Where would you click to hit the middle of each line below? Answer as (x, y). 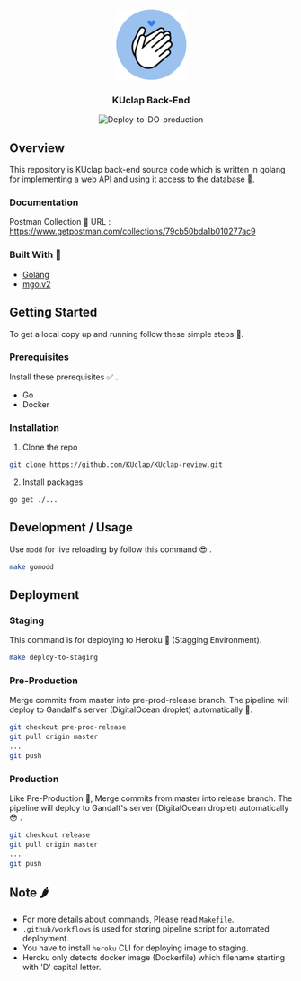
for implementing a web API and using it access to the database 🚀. (132, 179)
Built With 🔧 (35, 254)
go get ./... (34, 499)
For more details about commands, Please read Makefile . (128, 919)
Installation (35, 427)
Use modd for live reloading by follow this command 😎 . (111, 549)
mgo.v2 (36, 284)
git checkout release (50, 835)
